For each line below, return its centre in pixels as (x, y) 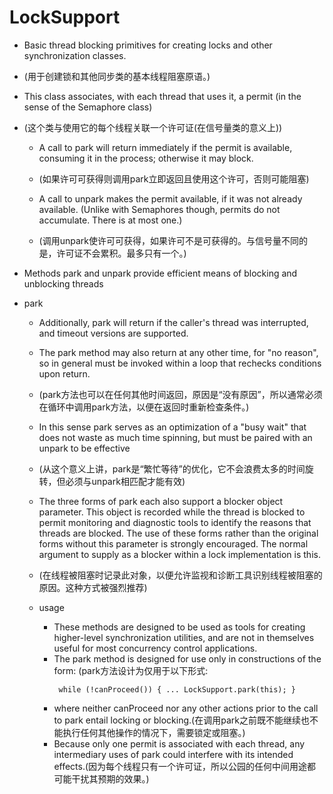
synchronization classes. (75, 55)
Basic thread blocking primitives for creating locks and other (148, 45)
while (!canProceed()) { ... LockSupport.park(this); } (177, 689)
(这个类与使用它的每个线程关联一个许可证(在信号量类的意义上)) (153, 127)
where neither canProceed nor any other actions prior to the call (186, 708)
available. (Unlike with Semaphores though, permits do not (159, 209)
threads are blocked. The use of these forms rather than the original (178, 533)
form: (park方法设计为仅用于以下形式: (131, 670)
